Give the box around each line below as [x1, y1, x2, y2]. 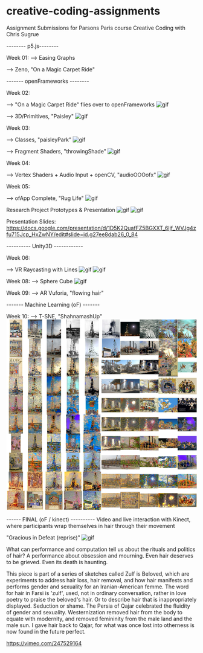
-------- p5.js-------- [6, 42, 59, 50]
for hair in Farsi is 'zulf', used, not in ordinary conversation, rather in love [6, 589, 187, 596]
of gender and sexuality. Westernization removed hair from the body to [6, 608, 183, 616]
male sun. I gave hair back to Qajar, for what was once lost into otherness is [6, 621, 195, 629]
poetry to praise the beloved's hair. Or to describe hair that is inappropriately [6, 596, 197, 603]
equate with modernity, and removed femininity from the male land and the [6, 615, 192, 622]
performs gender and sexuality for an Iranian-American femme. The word [6, 583, 189, 590]
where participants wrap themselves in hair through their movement [6, 522, 175, 529]
